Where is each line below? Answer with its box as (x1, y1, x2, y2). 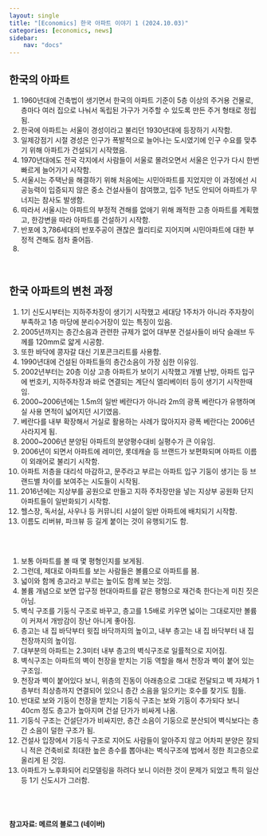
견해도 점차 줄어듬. (35, 234, 94, 244)
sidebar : (9, 33, 38, 42)
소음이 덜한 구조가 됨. (29, 726, 96, 736)
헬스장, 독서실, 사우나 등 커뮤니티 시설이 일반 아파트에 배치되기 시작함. (20, 506, 238, 516)
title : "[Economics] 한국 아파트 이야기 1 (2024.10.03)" (9, 19, 189, 27)
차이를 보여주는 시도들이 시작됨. (41, 476, 140, 486)
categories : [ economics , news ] (9, 26, 113, 34)
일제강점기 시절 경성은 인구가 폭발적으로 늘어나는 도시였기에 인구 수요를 (20, 135, 242, 144)
